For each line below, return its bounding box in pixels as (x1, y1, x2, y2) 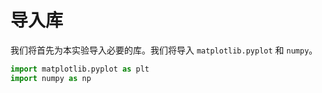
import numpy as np (10, 73, 92, 83)
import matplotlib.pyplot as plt (10, 64, 150, 74)
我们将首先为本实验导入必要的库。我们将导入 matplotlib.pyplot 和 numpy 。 (10, 44, 318, 56)
